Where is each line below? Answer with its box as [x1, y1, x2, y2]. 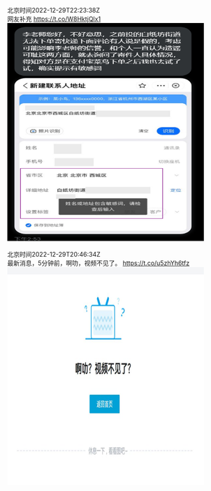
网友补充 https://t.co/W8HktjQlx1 [7, 15, 101, 23]
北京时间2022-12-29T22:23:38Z [7, 6, 100, 14]
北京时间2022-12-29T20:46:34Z [7, 250, 101, 258]
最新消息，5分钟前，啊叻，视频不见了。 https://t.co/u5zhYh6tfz [7, 259, 190, 267]
